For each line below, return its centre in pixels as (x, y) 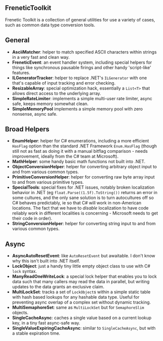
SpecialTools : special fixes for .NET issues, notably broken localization (83, 187)
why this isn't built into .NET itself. (46, 261)
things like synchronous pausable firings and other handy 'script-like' (81, 67)
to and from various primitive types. (48, 182)
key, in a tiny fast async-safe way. (46, 323)
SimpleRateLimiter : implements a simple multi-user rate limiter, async (82, 98)
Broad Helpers (27, 129)
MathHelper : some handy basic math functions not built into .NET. (79, 162)
